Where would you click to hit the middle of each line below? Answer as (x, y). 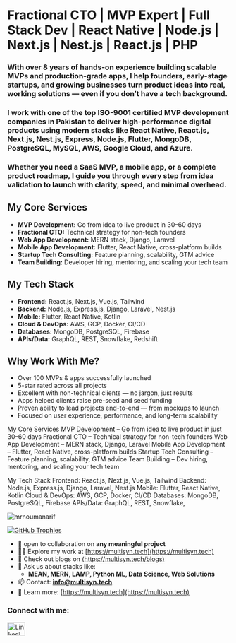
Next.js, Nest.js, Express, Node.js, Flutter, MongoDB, (99, 139)
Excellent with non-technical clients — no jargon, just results (105, 393)
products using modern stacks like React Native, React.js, (108, 131)
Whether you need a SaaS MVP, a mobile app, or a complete (112, 167)
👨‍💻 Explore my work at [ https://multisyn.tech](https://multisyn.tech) (116, 552)
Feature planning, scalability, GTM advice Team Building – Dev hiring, (107, 459)
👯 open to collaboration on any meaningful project (91, 544)
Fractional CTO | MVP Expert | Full (108, 15)
